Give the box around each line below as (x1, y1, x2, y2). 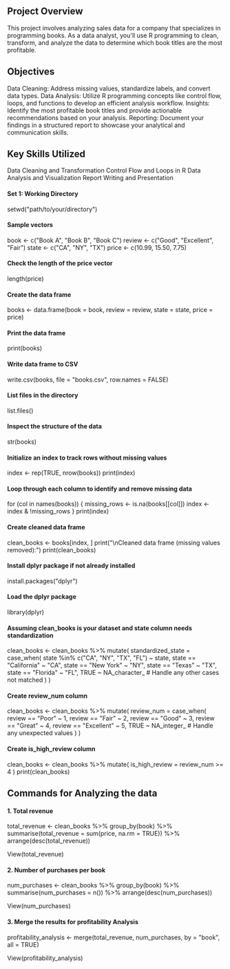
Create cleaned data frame (7, 523, 85, 531)
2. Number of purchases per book (7, 865, 105, 874)
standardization (7, 631, 54, 639)
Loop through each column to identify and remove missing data (7, 484, 193, 493)
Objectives (7, 66, 55, 78)
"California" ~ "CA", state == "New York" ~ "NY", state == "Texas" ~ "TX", (7, 661, 217, 669)
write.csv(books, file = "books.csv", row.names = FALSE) (7, 375, 169, 384)
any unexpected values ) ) (7, 729, 81, 737)
